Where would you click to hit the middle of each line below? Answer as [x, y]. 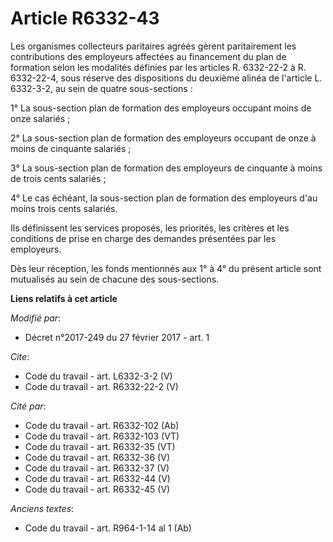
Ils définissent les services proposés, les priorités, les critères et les [150, 228]
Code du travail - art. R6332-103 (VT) [102, 436]
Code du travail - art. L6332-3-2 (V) [98, 376]
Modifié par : [36, 318]
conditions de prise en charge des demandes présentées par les [143, 238]
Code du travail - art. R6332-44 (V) [97, 478]
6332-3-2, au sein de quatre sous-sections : [101, 88]
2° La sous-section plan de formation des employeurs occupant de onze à [163, 138]
